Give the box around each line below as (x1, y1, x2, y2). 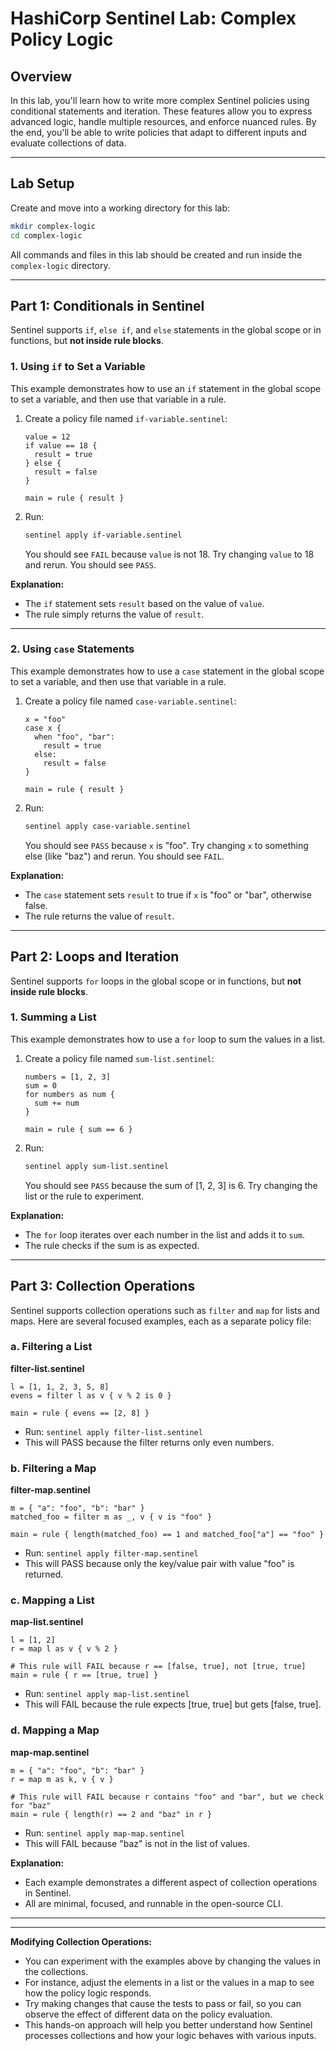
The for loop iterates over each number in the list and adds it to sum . (24, 1228, 306, 1241)
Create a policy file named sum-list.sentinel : (24, 1052, 215, 1064)
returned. (24, 1568, 64, 1581)
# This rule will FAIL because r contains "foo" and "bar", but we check (10, 1792, 325, 1802)
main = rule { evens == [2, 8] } (10, 1408, 150, 1418)
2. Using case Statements (10, 642, 135, 656)
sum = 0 (24, 1080, 57, 1091)
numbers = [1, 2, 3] (24, 1072, 111, 1082)
